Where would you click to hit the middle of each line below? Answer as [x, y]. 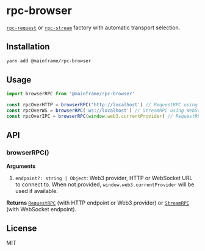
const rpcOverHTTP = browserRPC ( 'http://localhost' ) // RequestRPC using [102, 105]
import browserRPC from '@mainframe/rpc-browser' [71, 94]
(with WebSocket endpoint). [41, 209]
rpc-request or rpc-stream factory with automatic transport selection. [93, 27]
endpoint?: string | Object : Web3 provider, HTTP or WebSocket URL [104, 178]
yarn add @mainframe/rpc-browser [49, 61]
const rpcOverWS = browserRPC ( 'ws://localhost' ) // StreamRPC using [95, 111]
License [22, 229]
